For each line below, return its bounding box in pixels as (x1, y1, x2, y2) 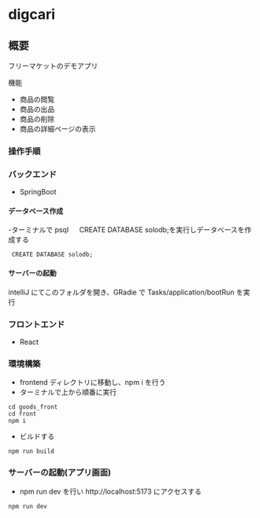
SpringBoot (19, 187, 57, 197)
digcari (8, 6, 56, 24)
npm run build (8, 447, 55, 456)
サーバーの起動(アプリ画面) (8, 467, 112, 478)
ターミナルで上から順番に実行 (19, 387, 117, 397)
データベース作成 (8, 206, 64, 216)
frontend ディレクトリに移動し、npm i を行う (19, 378, 166, 387)
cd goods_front (8, 403, 58, 411)
